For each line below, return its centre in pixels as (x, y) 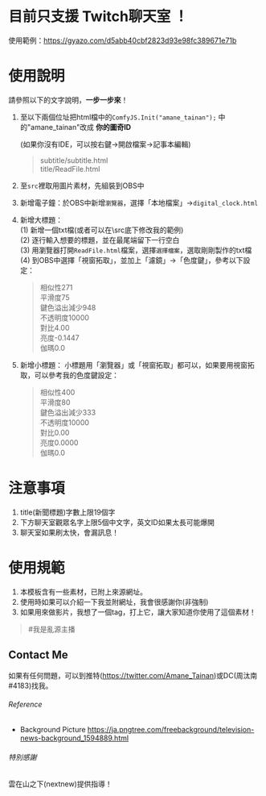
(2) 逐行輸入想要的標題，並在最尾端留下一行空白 (100, 240)
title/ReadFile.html (70, 169)
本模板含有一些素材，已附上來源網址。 (83, 592)
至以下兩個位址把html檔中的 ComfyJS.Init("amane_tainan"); (118, 117)
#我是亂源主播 (51, 629)
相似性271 (56, 287)
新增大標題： (41, 219)
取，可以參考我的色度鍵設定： (69, 375)
